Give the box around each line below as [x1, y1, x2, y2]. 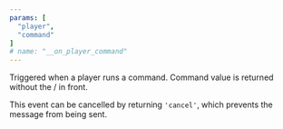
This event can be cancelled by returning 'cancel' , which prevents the [9, 99, 274, 110]
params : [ [9, 13, 47, 23]
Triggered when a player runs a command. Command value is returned [9, 72, 274, 83]
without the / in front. [9, 82, 88, 93]
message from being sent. [9, 109, 107, 120]
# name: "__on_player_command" [9, 47, 128, 56]
